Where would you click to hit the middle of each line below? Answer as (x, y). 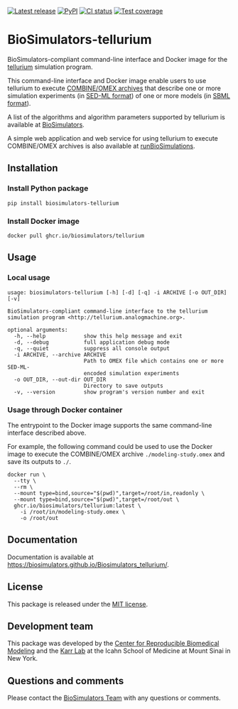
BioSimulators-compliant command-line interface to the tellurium (108, 311)
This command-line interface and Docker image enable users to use (107, 80)
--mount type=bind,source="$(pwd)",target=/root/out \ (97, 499)
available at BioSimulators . (46, 124)
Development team (50, 626)
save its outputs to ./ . (39, 461)
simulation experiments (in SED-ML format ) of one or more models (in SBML (119, 95)
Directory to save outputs (123, 386)
